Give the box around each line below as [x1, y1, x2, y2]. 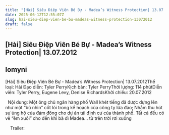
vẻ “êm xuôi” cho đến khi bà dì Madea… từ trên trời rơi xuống [5, 115, 132, 121]
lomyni [5, 65, 27, 74]
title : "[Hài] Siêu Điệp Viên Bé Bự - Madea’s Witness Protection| [5, 7, 150, 13]
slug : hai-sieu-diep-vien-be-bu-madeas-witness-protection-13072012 [5, 17, 152, 22]
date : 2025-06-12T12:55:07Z [5, 12, 65, 17]
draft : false [5, 21, 33, 27]
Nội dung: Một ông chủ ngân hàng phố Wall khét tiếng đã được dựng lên [7, 99, 158, 105]
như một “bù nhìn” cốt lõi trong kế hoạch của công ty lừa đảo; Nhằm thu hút [5, 105, 163, 111]
